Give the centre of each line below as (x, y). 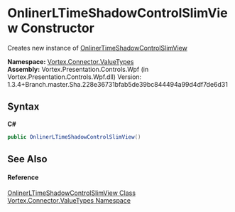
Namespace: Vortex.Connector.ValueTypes (71, 61)
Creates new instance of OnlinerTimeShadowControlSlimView (98, 48)
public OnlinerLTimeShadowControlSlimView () (74, 137)
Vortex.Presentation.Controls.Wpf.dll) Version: (75, 77)
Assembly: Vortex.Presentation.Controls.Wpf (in (78, 69)
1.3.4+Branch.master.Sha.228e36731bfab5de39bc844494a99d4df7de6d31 (118, 84)
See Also (27, 159)
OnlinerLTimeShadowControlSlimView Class (72, 193)
